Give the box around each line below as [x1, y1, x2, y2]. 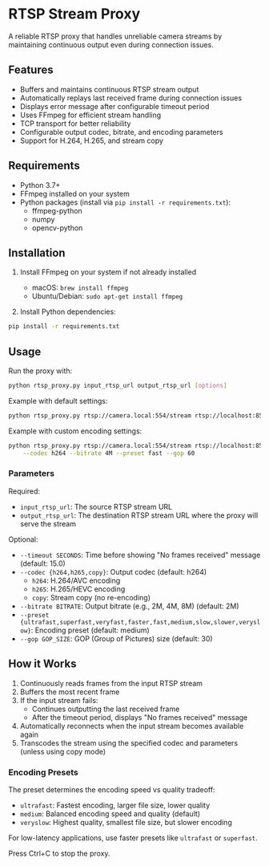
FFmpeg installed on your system [19, 189, 130, 198]
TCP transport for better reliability [19, 118, 131, 128]
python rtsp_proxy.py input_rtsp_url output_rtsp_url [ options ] [8, 382, 227, 390]
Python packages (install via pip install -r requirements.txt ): [19, 197, 231, 207]
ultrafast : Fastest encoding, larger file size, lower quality [19, 800, 211, 810]
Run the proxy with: [8, 366, 73, 376]
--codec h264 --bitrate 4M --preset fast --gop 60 [22, 449, 195, 457]
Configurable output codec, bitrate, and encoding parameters [19, 127, 223, 136]
